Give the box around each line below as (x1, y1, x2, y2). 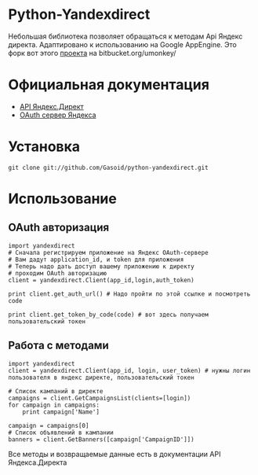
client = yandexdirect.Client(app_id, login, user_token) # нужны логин (8, 366, 251, 374)
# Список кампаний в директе (8, 387, 104, 395)
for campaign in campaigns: (8, 401, 100, 409)
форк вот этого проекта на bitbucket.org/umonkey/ (8, 48, 176, 57)
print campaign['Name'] (22, 407, 100, 416)
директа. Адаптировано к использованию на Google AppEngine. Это (8, 39, 237, 49)
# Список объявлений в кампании (8, 429, 114, 436)
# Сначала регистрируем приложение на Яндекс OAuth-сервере (8, 249, 209, 256)
